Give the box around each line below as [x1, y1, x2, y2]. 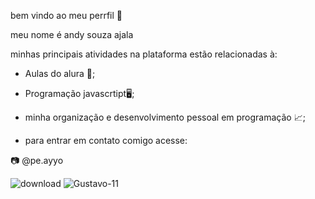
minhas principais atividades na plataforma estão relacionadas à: [10, 48, 278, 60]
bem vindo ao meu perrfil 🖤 [10, 10, 123, 21]
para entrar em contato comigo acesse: [24, 135, 188, 146]
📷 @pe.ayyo [10, 155, 64, 166]
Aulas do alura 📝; [24, 68, 96, 79]
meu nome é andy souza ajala [10, 29, 134, 40]
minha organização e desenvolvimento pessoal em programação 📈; [24, 111, 306, 123]
